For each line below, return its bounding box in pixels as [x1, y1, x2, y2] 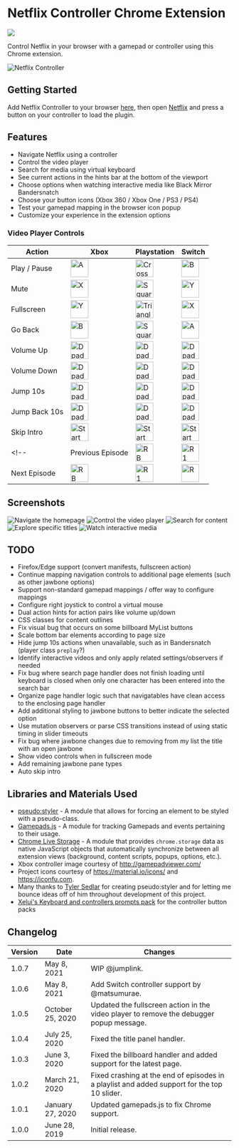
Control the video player [17, 157, 89, 166]
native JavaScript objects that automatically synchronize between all [17, 844, 219, 853]
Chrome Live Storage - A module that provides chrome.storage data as [17, 837, 224, 846]
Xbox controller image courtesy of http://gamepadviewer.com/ [17, 860, 201, 869]
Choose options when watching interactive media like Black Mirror [17, 180, 212, 189]
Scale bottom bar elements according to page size [17, 631, 166, 639]
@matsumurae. [90, 988, 142, 998]
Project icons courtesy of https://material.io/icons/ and [17, 867, 179, 876]
